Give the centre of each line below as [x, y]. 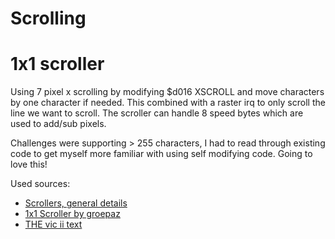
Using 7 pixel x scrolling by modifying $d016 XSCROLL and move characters [167, 92]
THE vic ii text [53, 224]
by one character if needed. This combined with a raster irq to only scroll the [168, 103]
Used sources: [40, 184]
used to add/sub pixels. [58, 124]
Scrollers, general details [76, 203]
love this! [29, 164]
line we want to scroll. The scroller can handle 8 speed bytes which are [157, 113]
